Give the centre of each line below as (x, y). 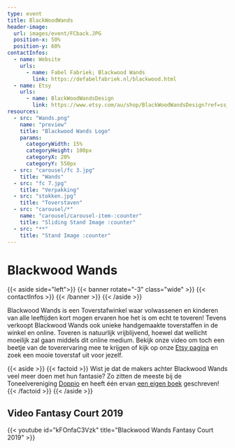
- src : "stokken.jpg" (45, 196)
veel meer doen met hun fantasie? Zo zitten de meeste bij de (94, 376)
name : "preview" (44, 124)
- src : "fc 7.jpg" (41, 183)
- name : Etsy (33, 86)
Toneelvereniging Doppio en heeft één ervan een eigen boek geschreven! (113, 383)
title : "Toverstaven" (51, 203)
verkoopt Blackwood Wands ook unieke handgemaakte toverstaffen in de (113, 325)
